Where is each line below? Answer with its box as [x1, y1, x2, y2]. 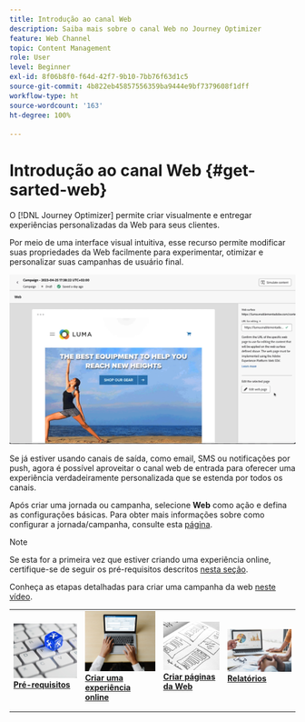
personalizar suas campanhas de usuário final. [9, 256, 184, 267]
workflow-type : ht [9, 91, 79, 100]
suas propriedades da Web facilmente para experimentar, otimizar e [9, 246, 264, 258]
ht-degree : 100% [9, 110, 71, 120]
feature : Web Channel [9, 34, 92, 43]
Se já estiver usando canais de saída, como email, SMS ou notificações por [9, 453, 290, 464]
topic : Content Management [9, 44, 112, 53]
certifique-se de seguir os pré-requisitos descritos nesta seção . [9, 564, 249, 575]
